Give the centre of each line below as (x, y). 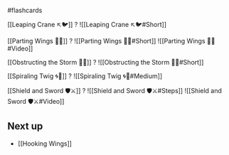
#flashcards (25, 10)
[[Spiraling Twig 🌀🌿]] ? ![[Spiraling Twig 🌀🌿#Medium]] (85, 76)
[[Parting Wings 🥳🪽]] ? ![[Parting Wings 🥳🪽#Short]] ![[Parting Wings (106, 41)
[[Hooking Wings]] (45, 143)
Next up (25, 126)
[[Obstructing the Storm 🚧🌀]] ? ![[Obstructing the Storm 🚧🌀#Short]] (106, 62)
